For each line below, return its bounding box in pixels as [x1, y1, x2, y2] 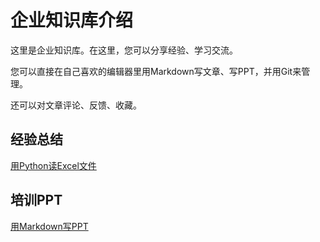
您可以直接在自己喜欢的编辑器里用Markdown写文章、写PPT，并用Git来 [10, 65, 302, 77]
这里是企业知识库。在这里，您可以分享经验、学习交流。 [10, 44, 238, 56]
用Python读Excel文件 [10, 159, 97, 171]
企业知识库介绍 [10, 9, 134, 32]
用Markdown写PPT [10, 220, 89, 232]
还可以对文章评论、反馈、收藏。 [10, 99, 142, 111]
